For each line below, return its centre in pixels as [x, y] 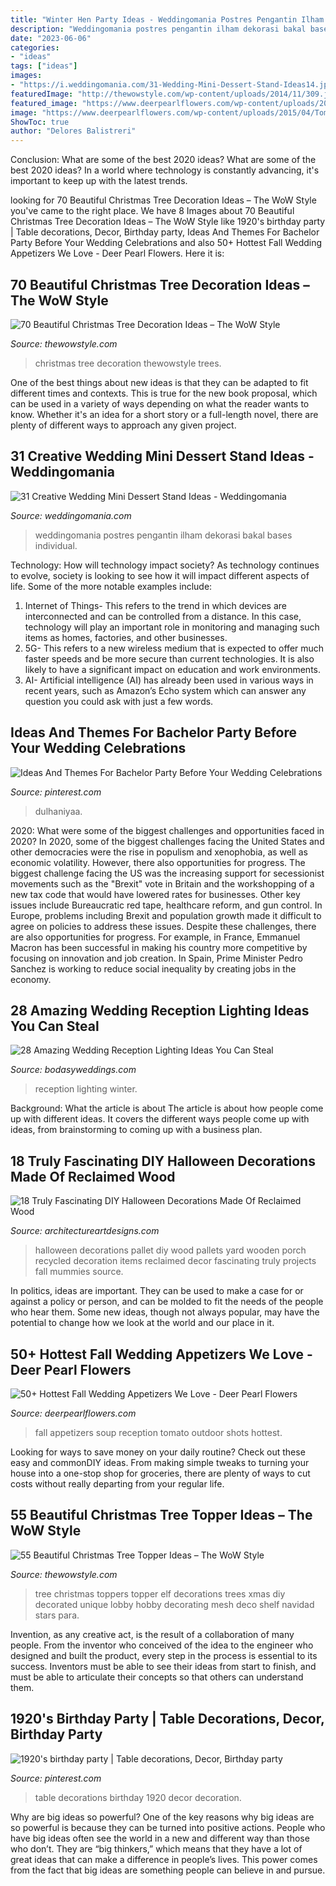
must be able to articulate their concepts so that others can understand [157, 1677]
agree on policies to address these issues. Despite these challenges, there [163, 926]
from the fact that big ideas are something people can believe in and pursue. [168, 1870]
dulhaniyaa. [58, 811]
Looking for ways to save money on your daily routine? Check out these [158, 1452]
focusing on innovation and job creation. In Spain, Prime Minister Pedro [156, 958]
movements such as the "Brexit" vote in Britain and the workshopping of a [162, 883]
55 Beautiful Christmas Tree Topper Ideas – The [161, 1515]
